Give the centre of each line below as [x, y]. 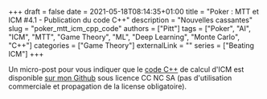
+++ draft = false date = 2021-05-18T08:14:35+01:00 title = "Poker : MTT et [134, 12]
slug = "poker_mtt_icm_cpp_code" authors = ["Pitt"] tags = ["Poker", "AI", [129, 28]
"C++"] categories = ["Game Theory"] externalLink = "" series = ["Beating [131, 46]
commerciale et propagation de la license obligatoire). [98, 86]
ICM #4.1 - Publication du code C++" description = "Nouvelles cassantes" [131, 20]
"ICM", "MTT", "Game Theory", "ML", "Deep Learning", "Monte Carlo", [124, 37]
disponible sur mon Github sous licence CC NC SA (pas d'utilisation [120, 78]
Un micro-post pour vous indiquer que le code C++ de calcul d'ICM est [126, 69]
